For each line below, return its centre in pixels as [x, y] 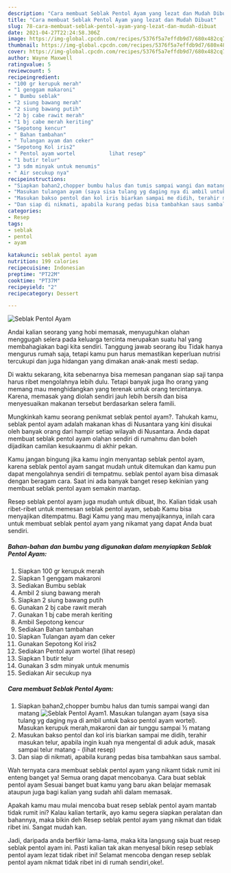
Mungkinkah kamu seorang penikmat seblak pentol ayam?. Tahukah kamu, [113, 417]
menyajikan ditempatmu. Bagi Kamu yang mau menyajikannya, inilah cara [111, 516]
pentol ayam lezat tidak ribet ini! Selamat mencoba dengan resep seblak [109, 855]
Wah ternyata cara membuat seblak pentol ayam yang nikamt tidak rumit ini [114, 770]
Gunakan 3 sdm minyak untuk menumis [73, 666]
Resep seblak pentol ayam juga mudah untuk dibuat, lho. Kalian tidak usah [113, 502]
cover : [17, 52]
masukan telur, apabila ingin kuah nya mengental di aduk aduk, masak [117, 742]
